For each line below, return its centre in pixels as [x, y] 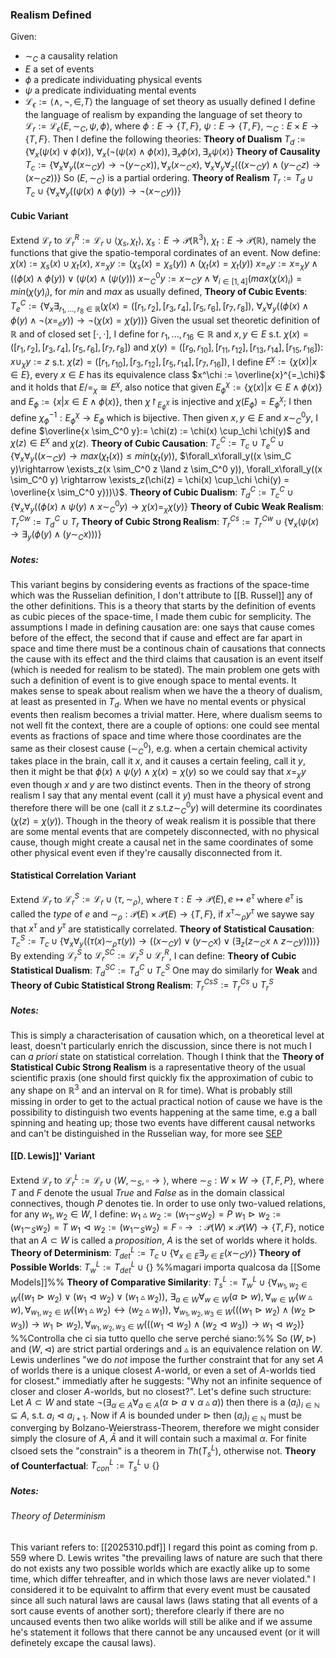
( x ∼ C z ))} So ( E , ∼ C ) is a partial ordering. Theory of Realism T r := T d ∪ [169, 179]
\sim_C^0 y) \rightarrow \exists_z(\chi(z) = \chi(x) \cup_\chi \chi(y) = [150, 479]
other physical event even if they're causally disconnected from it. [146, 852]
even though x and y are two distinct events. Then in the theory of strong [161, 785]
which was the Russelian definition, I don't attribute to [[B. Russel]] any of [161, 595]
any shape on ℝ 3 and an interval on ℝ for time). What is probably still [151, 1089]
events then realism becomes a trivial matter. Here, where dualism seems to [166, 714]
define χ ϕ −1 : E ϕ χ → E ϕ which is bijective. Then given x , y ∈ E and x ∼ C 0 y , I [164, 418]
